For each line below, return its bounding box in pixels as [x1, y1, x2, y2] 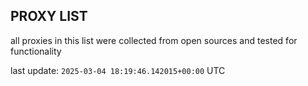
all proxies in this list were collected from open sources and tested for [10, 34, 298, 46]
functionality [10, 45, 62, 57]
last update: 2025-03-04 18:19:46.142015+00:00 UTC [10, 64, 226, 76]
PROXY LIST [10, 8, 88, 25]
